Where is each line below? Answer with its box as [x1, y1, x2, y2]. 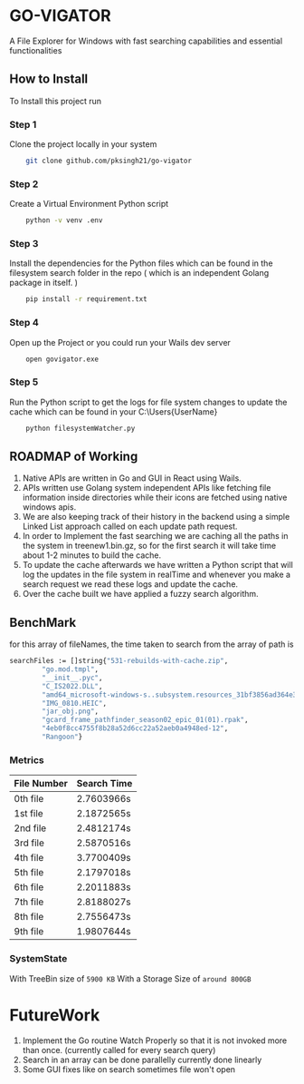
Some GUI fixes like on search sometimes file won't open [22, 1063, 236, 1075]
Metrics [9, 754, 44, 767]
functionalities [9, 44, 62, 55]
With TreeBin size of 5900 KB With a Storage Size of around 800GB [9, 972, 252, 984]
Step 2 [9, 178, 39, 190]
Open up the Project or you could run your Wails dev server [9, 337, 231, 347]
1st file [14, 807, 43, 820]
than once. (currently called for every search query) [22, 1044, 216, 1055]
